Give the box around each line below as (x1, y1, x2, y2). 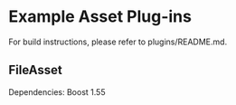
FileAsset (8, 62, 62, 78)
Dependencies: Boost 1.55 (8, 86, 106, 97)
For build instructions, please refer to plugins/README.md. (8, 36, 228, 47)
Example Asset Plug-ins (8, 6, 192, 27)
